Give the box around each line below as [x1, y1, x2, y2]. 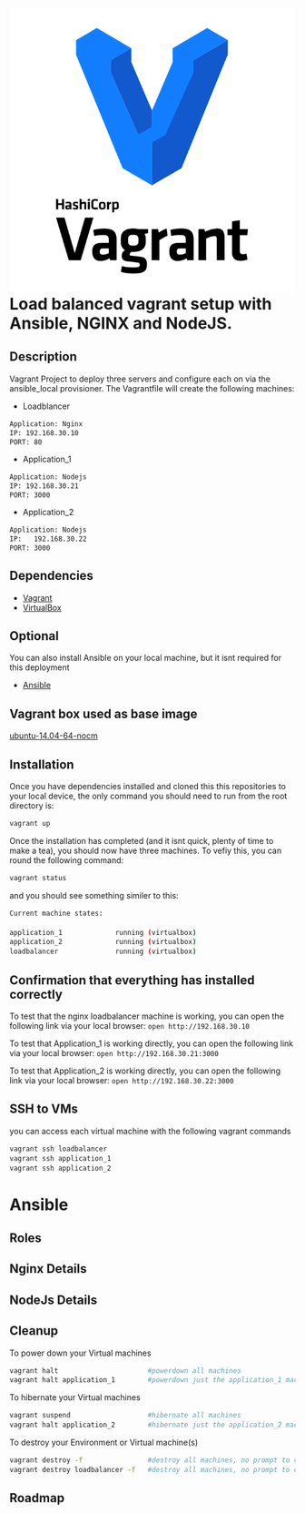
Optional [9, 628, 59, 644]
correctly [9, 986, 64, 1002]
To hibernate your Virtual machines [9, 1392, 141, 1403]
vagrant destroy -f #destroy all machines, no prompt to [9, 1456, 290, 1465]
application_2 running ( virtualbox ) [9, 938, 197, 947]
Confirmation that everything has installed [9, 972, 255, 988]
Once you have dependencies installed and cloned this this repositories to [9, 781, 286, 792]
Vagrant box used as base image [9, 706, 198, 721]
